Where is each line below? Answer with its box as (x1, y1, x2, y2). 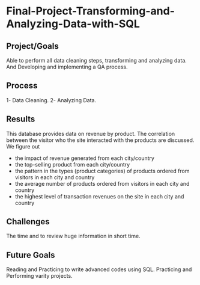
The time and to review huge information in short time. (6, 233, 141, 240)
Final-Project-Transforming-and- (6, 4, 175, 18)
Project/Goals (6, 41, 59, 51)
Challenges (6, 216, 50, 227)
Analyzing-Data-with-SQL (6, 17, 140, 31)
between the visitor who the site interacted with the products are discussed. (6, 136, 195, 144)
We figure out (6, 142, 40, 150)
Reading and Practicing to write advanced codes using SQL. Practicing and (6, 266, 192, 273)
